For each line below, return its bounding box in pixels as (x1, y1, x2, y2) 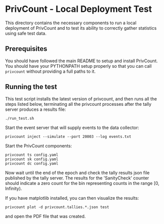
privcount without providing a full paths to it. (5, 68, 96, 74)
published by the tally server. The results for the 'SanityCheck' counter (5, 175, 149, 181)
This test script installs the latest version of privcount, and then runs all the (5, 95, 157, 102)
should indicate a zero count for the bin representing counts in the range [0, (5, 180, 160, 186)
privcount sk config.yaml (5, 157, 58, 162)
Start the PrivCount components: (5, 142, 72, 149)
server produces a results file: (5, 106, 66, 112)
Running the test (5, 83, 57, 91)
